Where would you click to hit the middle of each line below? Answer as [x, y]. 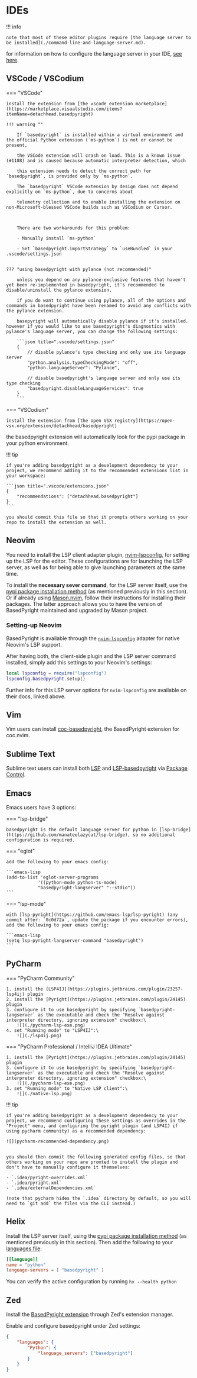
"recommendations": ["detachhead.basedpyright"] [78, 496]
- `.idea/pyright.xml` [34, 1183]
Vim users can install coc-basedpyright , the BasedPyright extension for [93, 729]
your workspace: [26, 476]
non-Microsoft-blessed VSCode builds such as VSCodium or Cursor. [89, 207]
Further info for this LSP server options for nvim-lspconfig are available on [96, 690]
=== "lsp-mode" [26, 904]
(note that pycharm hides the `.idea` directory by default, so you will [99, 1198]
